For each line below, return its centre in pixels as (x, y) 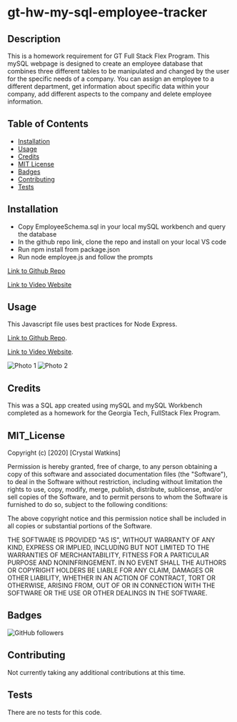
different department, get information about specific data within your (108, 86)
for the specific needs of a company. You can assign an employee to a (111, 79)
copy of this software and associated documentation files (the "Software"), (118, 474)
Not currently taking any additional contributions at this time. (96, 672)
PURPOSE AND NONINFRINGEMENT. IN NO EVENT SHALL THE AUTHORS (117, 563)
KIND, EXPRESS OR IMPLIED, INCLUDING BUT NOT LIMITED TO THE (109, 548)
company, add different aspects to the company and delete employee (110, 94)
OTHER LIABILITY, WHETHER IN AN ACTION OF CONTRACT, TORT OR (111, 578)
